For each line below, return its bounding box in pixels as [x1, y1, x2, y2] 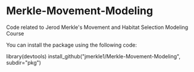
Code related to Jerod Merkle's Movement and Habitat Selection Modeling [6, 24, 189, 31]
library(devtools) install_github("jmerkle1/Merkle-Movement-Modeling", [6, 53, 180, 60]
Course [6, 30, 24, 37]
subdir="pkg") [6, 59, 42, 66]
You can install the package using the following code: [6, 41, 137, 48]
